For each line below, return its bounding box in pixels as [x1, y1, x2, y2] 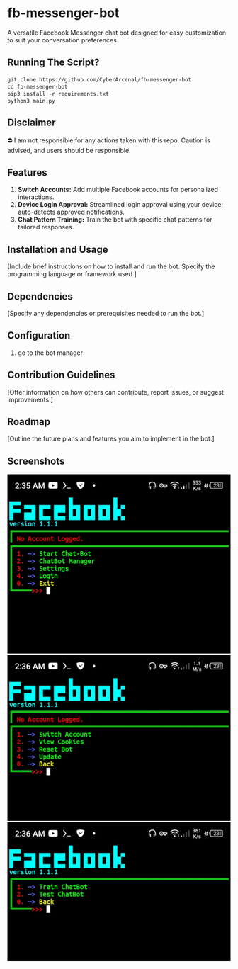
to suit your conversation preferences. [7, 35, 119, 44]
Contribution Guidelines [7, 369, 115, 381]
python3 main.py [7, 97, 55, 104]
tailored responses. [17, 223, 74, 232]
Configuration [7, 329, 71, 341]
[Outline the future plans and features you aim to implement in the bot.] [7, 434, 215, 443]
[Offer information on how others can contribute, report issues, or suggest [7, 387, 225, 396]
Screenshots [7, 455, 65, 467]
